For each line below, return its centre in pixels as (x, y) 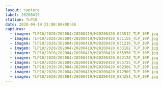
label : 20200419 (22, 15)
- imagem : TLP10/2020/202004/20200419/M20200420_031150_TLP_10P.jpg (84, 39)
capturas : (16, 29)
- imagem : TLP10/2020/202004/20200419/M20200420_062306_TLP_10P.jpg (84, 67)
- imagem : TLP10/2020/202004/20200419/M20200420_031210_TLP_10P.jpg (84, 43)
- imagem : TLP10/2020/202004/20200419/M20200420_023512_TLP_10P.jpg (84, 34)
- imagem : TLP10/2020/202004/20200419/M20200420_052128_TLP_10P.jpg (84, 58)
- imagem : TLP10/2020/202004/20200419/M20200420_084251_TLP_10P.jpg (84, 77)
